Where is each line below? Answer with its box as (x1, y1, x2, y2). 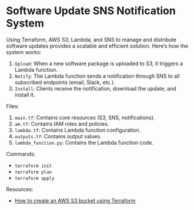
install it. (14, 91, 35, 98)
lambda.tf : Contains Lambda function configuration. (14, 126, 141, 134)
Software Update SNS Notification (6, 4, 176, 18)
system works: (6, 48, 42, 55)
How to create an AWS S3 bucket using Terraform (14, 197, 136, 204)
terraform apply (14, 175, 55, 181)
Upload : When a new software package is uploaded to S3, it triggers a (14, 60, 183, 67)
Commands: (6, 150, 36, 157)
